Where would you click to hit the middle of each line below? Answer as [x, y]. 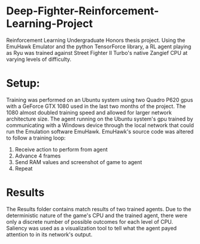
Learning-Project [49, 24]
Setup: [23, 83]
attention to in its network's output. [49, 234]
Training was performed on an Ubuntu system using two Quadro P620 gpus [100, 100]
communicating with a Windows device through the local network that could [100, 125]
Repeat [24, 168]
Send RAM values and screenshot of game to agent [78, 162]
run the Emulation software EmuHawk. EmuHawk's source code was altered [100, 131]
